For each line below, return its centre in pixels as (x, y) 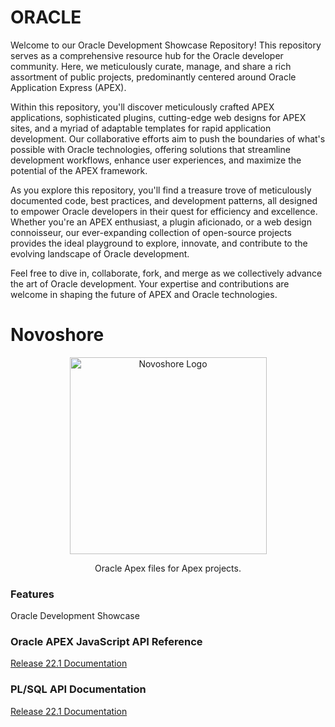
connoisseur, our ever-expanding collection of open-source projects (151, 232)
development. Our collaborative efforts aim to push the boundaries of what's (168, 138)
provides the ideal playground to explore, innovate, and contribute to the (159, 243)
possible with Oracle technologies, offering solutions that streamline (150, 149)
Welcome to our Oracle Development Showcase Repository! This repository (166, 45)
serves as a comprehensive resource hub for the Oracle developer (147, 55)
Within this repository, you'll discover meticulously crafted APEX (142, 107)
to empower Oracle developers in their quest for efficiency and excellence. (164, 211)
